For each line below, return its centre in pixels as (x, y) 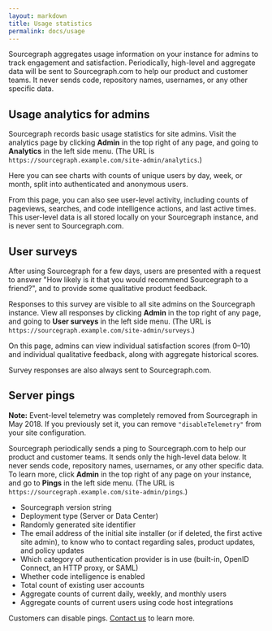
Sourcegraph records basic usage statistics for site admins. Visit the (123, 134)
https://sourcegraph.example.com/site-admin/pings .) (98, 491)
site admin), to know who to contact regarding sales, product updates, (138, 542)
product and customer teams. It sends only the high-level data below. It (127, 457)
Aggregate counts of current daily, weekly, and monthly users (123, 594)
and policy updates (52, 550)
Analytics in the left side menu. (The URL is (82, 151)
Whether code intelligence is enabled (82, 576)
